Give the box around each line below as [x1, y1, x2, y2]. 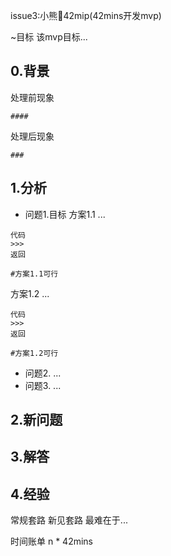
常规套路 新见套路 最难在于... [10, 514, 128, 526]
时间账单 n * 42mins [10, 535, 93, 548]
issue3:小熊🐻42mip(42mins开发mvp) [10, 10, 162, 21]
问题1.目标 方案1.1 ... [24, 208, 106, 220]
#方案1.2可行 [10, 348, 59, 358]
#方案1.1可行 [10, 269, 59, 279]
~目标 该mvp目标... [10, 31, 88, 43]
